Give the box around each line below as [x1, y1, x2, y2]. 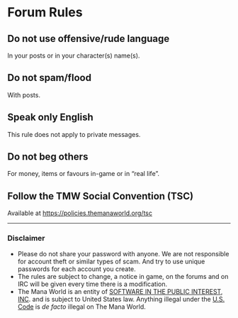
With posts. [7, 90, 41, 99]
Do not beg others [7, 150, 89, 163]
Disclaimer [7, 234, 45, 243]
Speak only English [7, 111, 93, 124]
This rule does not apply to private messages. [7, 130, 141, 138]
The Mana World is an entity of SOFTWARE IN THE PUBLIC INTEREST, [17, 287, 223, 295]
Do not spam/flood [7, 72, 92, 84]
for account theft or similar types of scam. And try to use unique [17, 257, 205, 265]
